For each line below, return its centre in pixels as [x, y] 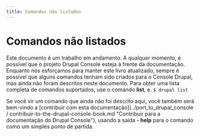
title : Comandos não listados [44, 12]
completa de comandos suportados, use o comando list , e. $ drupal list [97, 89]
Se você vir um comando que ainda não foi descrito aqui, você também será [100, 101]
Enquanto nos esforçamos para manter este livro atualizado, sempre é [93, 70]
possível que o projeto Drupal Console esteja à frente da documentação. [96, 64]
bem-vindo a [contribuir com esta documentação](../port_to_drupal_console [100, 107]
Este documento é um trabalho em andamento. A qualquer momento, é [94, 58]
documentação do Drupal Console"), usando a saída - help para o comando [100, 120]
